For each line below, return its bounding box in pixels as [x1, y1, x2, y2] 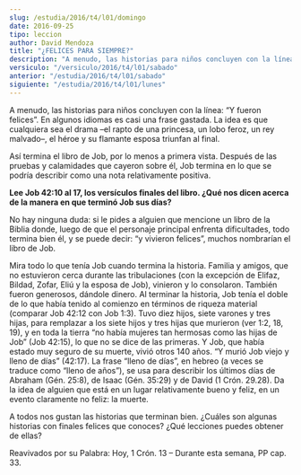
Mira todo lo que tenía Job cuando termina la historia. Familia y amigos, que [9, 259, 289, 270]
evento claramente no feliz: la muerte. [9, 393, 150, 404]
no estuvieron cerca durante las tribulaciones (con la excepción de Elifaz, [9, 269, 280, 280]
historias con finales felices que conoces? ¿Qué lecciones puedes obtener [9, 420, 284, 431]
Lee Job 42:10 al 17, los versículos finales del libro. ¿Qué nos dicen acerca [9, 187, 289, 198]
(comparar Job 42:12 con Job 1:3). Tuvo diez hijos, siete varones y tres [9, 307, 271, 319]
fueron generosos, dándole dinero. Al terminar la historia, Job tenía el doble [9, 288, 288, 299]
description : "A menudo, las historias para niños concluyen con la [9, 55, 271, 64]
